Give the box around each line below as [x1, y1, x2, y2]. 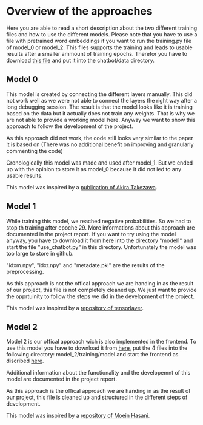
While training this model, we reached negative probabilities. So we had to [6, 217, 191, 225]
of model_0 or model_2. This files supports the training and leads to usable [6, 44, 193, 51]
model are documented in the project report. [6, 375, 117, 383]
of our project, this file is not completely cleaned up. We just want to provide [6, 286, 197, 293]
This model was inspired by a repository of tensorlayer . [6, 304, 144, 311]
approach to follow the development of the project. [6, 123, 133, 130]
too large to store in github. [6, 250, 74, 257]
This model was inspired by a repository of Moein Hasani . [6, 412, 150, 420]
